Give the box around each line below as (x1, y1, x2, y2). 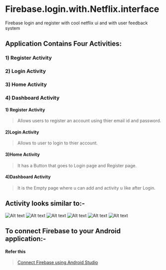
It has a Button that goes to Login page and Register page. (17, 162, 137, 168)
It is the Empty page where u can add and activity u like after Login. (17, 185, 156, 191)
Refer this (5, 248, 26, 254)
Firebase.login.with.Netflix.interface (5, 3, 160, 15)
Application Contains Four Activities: (5, 40, 122, 48)
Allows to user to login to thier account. (17, 140, 98, 146)
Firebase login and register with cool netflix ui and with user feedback (5, 20, 148, 26)
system (5, 25, 20, 31)
